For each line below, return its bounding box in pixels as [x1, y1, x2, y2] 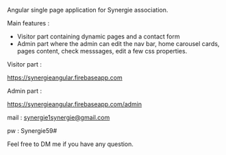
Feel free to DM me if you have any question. [7, 140, 134, 148]
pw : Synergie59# [7, 127, 57, 134]
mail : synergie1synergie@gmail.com [7, 113, 110, 121]
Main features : [7, 19, 50, 27]
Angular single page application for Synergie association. [7, 6, 168, 14]
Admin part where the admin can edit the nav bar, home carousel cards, [16, 40, 220, 47]
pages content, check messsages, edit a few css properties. [16, 47, 188, 55]
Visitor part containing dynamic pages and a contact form [16, 32, 180, 40]
